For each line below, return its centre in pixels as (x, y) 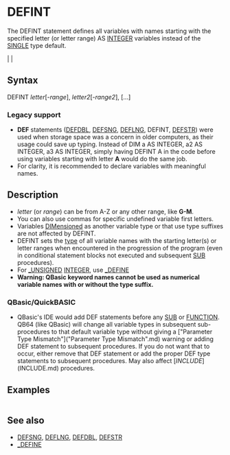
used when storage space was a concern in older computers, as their (115, 137)
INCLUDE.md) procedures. (57, 369)
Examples (28, 389)
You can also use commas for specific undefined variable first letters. (115, 219)
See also (26, 420)
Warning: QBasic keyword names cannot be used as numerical (108, 277)
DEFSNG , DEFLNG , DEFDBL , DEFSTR (69, 437)
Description (33, 195)
